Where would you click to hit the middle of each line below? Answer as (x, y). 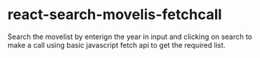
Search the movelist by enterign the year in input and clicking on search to (130, 37)
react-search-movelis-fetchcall (115, 15)
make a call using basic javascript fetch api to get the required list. (116, 44)
